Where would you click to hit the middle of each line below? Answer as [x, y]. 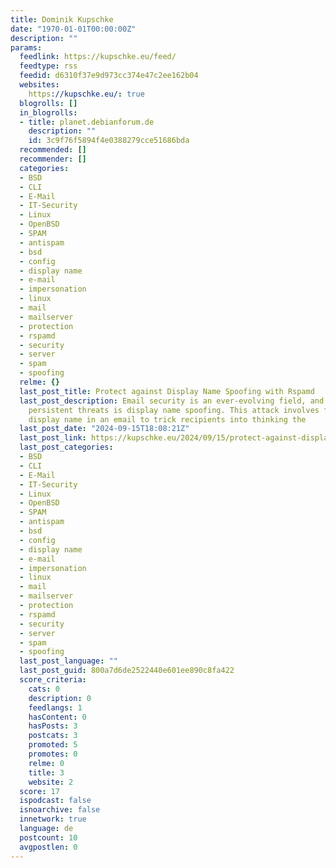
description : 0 [60, 698]
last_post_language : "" [68, 661]
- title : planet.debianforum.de [87, 122]
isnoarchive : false [60, 810]
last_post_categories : [66, 447]
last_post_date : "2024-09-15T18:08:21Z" [104, 429]
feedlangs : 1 [55, 707]
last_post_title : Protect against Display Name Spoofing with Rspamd [167, 391]
